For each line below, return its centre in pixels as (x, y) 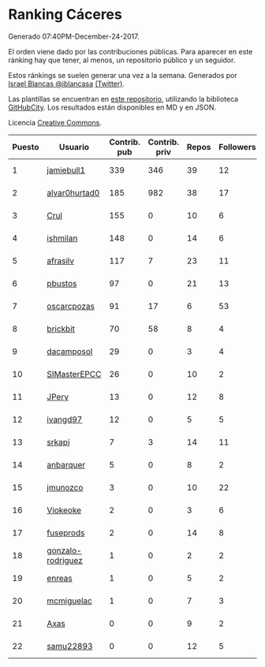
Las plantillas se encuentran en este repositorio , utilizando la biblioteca (123, 99)
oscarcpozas (71, 306)
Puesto (26, 147)
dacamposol (70, 351)
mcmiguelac (69, 601)
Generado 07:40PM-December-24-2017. (74, 36)
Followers (237, 147)
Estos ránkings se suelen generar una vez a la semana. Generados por (123, 75)
